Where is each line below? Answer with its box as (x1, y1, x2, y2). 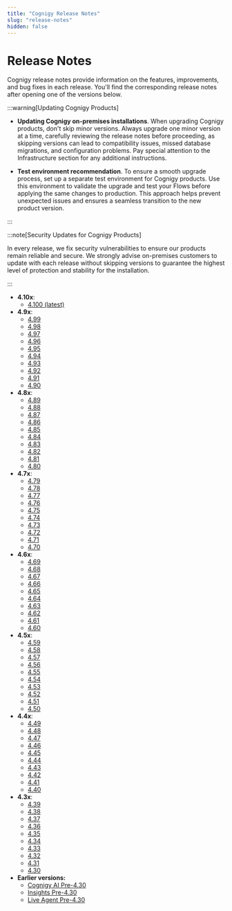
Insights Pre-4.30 (27, 888, 77, 896)
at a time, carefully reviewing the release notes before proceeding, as (17, 132, 215, 140)
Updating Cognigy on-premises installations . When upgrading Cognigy (17, 117, 224, 125)
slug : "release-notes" (7, 17, 72, 24)
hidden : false (7, 23, 48, 30)
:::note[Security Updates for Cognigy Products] (7, 231, 142, 239)
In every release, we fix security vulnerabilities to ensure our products (7, 244, 206, 252)
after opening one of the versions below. (7, 91, 122, 99)
